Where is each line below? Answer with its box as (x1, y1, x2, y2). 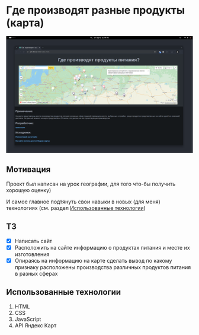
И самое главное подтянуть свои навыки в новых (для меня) (6, 198, 161, 205)
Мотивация (6, 164, 51, 175)
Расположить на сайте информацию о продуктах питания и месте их (14, 244, 191, 251)
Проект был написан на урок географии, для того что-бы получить (6, 180, 176, 187)
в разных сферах (14, 270, 58, 277)
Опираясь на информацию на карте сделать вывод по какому (14, 257, 172, 264)
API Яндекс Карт (14, 321, 57, 329)
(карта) (6, 16, 44, 30)
